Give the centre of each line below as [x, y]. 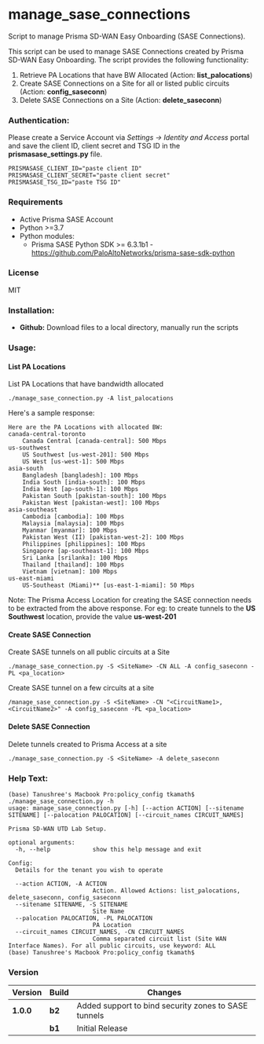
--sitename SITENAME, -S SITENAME [71, 904]
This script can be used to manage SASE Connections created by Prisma [126, 51]
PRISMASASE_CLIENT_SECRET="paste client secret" [89, 176]
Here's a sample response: [51, 413]
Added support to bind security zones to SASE [162, 1006]
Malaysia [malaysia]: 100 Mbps [73, 524]
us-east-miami [31, 579]
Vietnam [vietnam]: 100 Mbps [70, 572]
